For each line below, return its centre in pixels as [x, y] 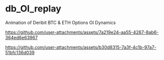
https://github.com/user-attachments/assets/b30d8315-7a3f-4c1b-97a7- [81, 47]
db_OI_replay [33, 9]
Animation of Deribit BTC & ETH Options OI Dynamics [61, 22]
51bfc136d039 [20, 52]
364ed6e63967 [21, 37]
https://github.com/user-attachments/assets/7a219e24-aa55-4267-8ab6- [82, 32]
